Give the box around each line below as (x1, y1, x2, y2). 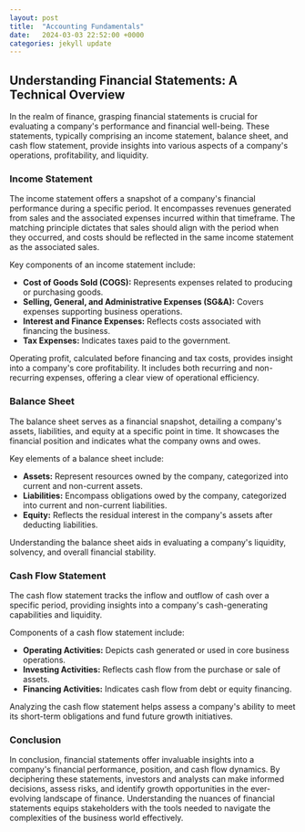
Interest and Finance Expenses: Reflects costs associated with (22, 316, 261, 327)
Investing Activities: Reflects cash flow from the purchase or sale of (22, 663, 280, 675)
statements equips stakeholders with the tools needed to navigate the (9, 803, 271, 814)
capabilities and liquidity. (9, 608, 103, 620)
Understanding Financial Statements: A (9, 72, 239, 88)
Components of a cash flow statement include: (9, 627, 185, 638)
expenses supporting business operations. (22, 307, 183, 317)
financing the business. (22, 326, 111, 337)
